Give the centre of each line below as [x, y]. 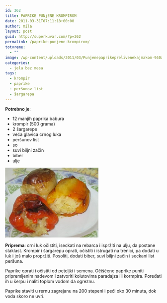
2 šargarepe [25, 129]
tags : [11, 73]
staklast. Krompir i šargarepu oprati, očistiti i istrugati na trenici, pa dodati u [82, 250]
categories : [17, 63]
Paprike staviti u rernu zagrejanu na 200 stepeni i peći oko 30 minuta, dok [81, 291]
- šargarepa [22, 94]
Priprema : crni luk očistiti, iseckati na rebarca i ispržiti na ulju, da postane [80, 245]
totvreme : [15, 47]
